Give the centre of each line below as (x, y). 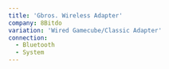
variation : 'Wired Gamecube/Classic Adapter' (85, 30)
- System (30, 52)
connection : (28, 38)
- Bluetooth (35, 45)
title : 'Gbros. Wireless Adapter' (66, 15)
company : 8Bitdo (35, 23)
